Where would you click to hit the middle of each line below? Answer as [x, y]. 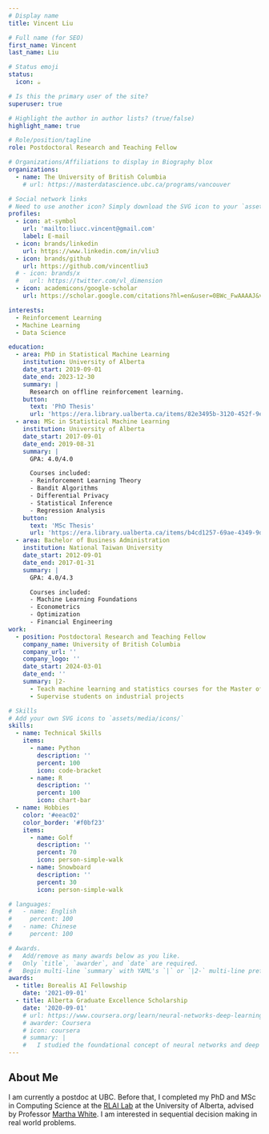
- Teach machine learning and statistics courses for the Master [141, 689]
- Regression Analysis [67, 511]
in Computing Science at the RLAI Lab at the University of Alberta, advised [131, 1105]
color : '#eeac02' [52, 815]
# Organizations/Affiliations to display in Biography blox [111, 162]
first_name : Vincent [43, 45]
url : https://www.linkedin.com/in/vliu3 [91, 251]
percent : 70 [57, 853]
